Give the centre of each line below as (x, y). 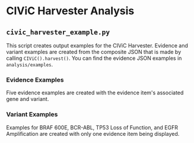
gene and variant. (28, 99)
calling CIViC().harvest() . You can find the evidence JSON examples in (94, 58)
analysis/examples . (30, 64)
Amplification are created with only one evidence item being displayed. (93, 134)
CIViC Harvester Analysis (70, 11)
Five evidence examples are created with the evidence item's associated (95, 93)
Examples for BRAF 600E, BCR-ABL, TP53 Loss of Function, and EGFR (92, 127)
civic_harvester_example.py (58, 32)
